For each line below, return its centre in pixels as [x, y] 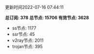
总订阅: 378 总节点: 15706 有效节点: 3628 [47, 18]
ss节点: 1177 [24, 28]
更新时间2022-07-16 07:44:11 [34, 7]
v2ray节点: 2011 [28, 40]
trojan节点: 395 [27, 46]
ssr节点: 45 [23, 34]
